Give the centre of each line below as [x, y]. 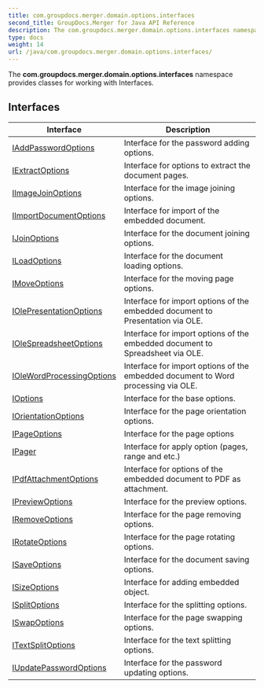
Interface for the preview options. [185, 502]
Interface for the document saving [187, 559]
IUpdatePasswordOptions [59, 668]
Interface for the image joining [180, 188]
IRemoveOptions [42, 519]
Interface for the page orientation [185, 411]
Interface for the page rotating [180, 537]
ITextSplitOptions [44, 645]
